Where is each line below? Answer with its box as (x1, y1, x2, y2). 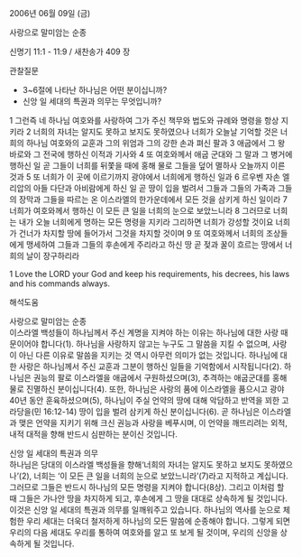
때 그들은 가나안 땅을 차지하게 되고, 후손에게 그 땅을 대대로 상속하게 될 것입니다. (9, 493, 288, 504)
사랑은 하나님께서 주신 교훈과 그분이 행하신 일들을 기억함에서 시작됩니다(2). (18, 361, 282, 372)
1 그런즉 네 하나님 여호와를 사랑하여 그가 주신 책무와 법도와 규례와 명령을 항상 (9, 116, 279, 125)
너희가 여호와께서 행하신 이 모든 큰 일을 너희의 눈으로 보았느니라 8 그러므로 (9, 206, 272, 216)
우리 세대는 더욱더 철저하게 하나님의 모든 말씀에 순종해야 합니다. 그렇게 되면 (25, 515, 291, 526)
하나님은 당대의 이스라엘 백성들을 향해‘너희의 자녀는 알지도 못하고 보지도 (9, 460, 262, 469)
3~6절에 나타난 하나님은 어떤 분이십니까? (22, 85, 168, 95)
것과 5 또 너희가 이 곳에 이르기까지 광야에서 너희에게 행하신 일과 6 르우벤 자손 (9, 172, 281, 182)
